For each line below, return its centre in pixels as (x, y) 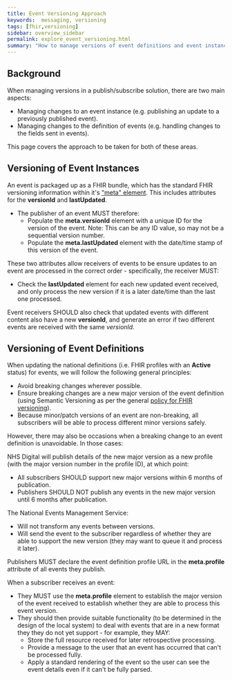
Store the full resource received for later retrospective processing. (122, 640)
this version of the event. (63, 250)
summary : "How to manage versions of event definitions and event (105, 46)
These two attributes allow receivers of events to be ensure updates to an (112, 263)
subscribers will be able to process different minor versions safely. (112, 423)
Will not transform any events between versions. (86, 526)
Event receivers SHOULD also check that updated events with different (108, 312)
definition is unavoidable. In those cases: (65, 443)
